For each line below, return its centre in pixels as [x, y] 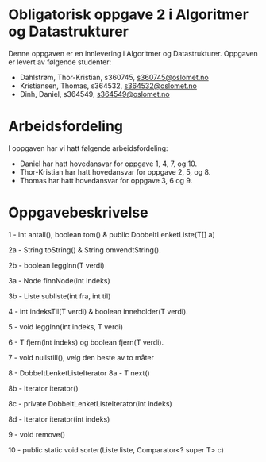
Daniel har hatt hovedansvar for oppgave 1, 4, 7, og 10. [108, 164]
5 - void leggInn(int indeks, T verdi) [66, 326]
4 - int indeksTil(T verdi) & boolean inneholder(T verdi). [98, 311]
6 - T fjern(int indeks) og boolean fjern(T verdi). [86, 342]
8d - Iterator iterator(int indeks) [59, 419]
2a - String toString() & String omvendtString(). [85, 250]
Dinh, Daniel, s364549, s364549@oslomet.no [94, 94]
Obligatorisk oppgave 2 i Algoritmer [128, 15]
